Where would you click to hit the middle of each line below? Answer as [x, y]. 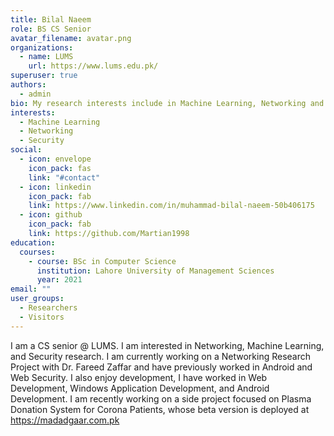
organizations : [42, 47]
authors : [28, 85]
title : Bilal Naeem [51, 19]
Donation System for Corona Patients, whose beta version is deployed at [160, 409]
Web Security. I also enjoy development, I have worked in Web [139, 377]
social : [26, 150]
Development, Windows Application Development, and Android [140, 388]
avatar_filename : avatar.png [71, 38]
